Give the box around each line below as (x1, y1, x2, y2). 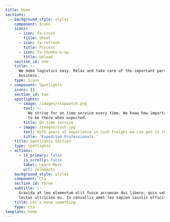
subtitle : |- (14, 186, 42, 191)
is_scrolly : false (23, 157, 62, 162)
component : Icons (14, 21, 51, 27)
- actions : (10, 148, 33, 153)
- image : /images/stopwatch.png (18, 101, 87, 106)
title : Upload (23, 54, 53, 60)
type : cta (14, 204, 35, 209)
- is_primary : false (18, 153, 62, 158)
